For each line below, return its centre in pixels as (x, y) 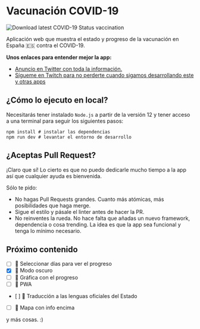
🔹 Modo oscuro (34, 271)
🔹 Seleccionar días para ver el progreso (63, 264)
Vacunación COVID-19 (62, 11)
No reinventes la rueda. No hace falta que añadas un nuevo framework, (102, 218)
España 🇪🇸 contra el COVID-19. (46, 45)
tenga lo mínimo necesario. (48, 231)
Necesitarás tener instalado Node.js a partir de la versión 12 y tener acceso (98, 114)
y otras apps (30, 81)
